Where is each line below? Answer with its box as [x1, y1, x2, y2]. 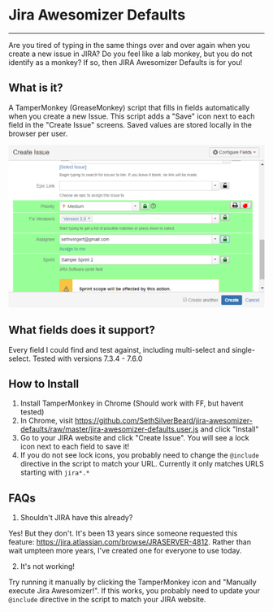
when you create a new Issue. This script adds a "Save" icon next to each [8, 111, 255, 121]
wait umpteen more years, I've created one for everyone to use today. [8, 546, 242, 556]
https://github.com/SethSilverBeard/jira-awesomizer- [74, 416, 253, 426]
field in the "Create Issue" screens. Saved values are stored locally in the [8, 119, 253, 129]
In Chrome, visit [19, 416, 73, 426]
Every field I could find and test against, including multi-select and [8, 345, 230, 354]
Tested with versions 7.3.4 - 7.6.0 [32, 354, 143, 363]
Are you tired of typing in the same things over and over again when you [8, 40, 250, 50]
